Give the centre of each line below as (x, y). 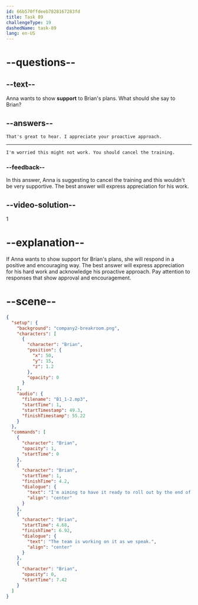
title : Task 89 (25, 17)
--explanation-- (45, 243)
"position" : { (44, 350)
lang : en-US (21, 34)
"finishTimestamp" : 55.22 (53, 415)
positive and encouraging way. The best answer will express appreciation (95, 265)
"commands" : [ (29, 432)
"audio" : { (30, 394)
